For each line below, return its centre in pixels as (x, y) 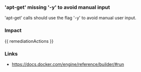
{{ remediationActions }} (29, 41)
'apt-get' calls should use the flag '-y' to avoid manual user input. (70, 18)
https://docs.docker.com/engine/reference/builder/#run (68, 64)
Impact (13, 31)
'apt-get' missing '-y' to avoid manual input (58, 7)
